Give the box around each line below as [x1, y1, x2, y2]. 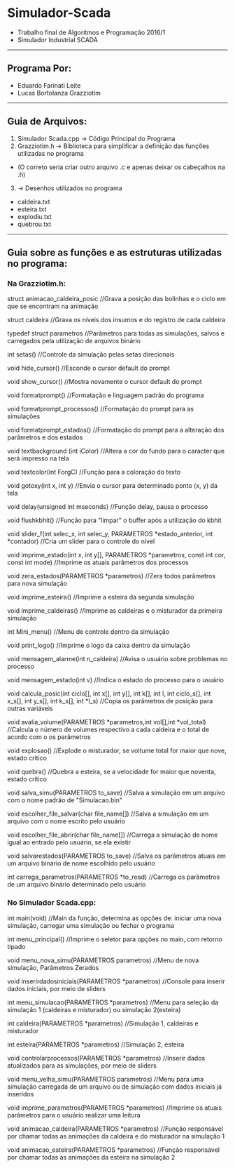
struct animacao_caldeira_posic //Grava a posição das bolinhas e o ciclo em [7, 295, 226, 303]
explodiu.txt [17, 212, 52, 220]
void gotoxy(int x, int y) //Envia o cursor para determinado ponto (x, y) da [7, 482, 218, 490]
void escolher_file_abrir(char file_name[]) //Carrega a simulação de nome [7, 830, 218, 839]
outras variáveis [7, 704, 54, 713]
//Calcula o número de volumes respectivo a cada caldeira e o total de [7, 725, 210, 734]
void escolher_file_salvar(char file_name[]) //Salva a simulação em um [7, 809, 209, 818]
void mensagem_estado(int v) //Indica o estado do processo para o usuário [7, 676, 224, 684]
